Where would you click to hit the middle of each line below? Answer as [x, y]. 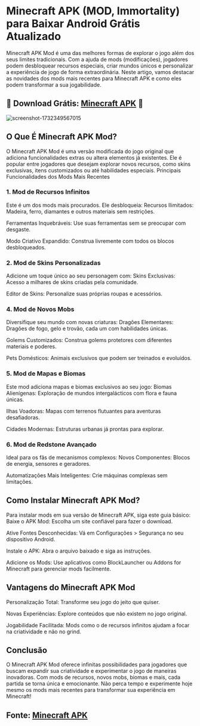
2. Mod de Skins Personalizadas [53, 263]
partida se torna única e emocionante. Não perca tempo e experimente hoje [99, 684]
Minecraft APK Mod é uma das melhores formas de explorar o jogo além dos [100, 53]
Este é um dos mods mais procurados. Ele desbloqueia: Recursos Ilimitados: [100, 205]
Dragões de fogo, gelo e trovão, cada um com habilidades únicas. [87, 329]
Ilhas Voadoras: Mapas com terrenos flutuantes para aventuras [84, 411]
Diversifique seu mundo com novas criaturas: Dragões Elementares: [90, 322]
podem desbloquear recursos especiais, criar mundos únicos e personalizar [100, 65]
